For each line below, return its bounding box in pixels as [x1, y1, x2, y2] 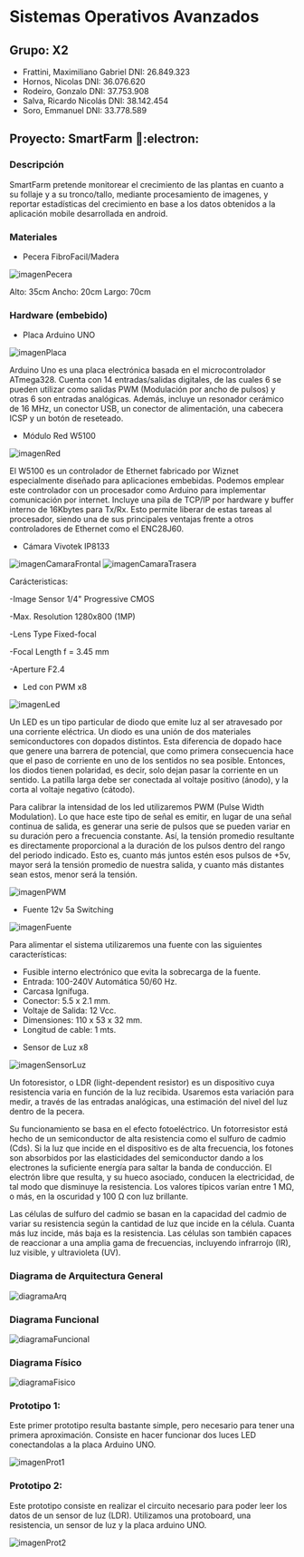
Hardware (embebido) [9, 308, 109, 321]
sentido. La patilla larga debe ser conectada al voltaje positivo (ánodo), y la [9, 774, 290, 785]
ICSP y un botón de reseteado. [9, 413, 124, 423]
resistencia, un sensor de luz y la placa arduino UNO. [9, 1519, 207, 1530]
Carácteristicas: [9, 576, 69, 587]
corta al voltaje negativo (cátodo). [9, 784, 136, 795]
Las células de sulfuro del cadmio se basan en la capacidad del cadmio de [9, 1209, 288, 1220]
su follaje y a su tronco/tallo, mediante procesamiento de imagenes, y [9, 189, 269, 199]
